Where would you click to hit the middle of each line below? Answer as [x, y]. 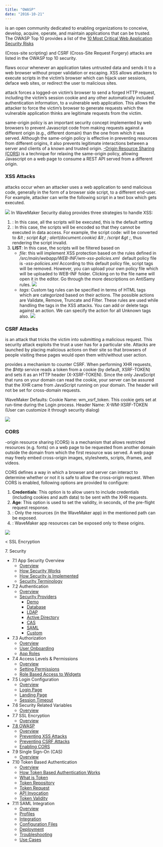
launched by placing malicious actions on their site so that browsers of [76, 350]
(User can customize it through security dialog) [52, 410]
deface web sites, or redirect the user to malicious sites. [61, 83]
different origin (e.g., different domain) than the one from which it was [75, 133]
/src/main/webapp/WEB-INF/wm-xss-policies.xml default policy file [88, 258]
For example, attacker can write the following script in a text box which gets [81, 197]
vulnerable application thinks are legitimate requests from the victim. [74, 113]
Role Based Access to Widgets [50, 674]
